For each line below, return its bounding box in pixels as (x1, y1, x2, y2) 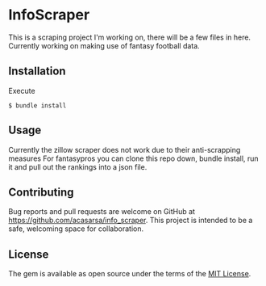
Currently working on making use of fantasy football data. (8, 40, 200, 50)
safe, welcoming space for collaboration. (8, 224, 143, 233)
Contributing (8, 185, 74, 199)
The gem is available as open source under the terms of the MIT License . (8, 269, 251, 279)
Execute (8, 86, 35, 95)
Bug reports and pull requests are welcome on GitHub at (8, 207, 196, 217)
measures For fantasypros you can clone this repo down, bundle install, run (8, 154, 260, 163)
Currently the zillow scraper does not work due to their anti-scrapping (8, 145, 241, 154)
